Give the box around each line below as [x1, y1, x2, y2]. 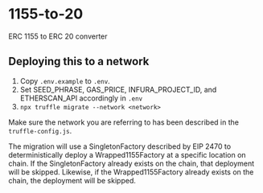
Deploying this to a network [8, 55, 150, 68]
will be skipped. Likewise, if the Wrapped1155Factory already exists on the [8, 166, 254, 177]
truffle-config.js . [8, 125, 72, 135]
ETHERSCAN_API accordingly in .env [19, 93, 143, 103]
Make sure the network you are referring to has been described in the [8, 117, 240, 127]
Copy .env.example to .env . [19, 76, 110, 85]
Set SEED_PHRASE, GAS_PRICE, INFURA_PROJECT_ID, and [19, 84, 217, 94]
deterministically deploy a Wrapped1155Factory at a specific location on [8, 150, 247, 159]
